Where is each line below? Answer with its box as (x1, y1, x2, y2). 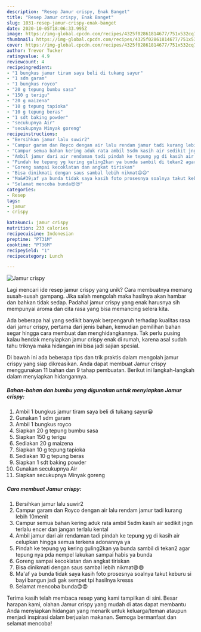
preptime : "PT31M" (7, 236, 52, 242)
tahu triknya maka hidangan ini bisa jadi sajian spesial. (7, 342, 140, 350)
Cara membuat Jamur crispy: (7, 485, 82, 492)
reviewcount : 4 (7, 59, 45, 65)
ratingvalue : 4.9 (7, 53, 50, 59)
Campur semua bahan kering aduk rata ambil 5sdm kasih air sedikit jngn (15, 520, 193, 527)
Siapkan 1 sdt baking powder (15, 459, 87, 466)
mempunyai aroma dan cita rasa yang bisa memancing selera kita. (7, 306, 169, 313)
